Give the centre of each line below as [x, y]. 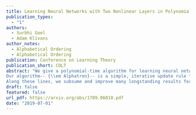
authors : [17, 28]
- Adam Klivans [30, 38]
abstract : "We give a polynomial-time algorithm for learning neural [92, 71]
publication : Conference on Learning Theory [61, 60]
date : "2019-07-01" [30, 103]
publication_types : [30, 17]
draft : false [22, 87]
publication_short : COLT [36, 65]
